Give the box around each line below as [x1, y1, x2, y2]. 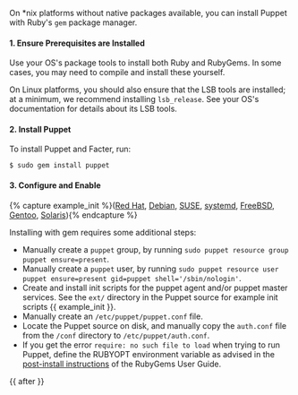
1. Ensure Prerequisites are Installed [9, 38, 146, 48]
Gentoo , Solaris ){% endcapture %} [9, 210, 138, 220]
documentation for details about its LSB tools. [9, 103, 177, 115]
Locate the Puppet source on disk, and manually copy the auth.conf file [21, 320, 287, 331]
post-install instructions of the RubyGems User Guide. [21, 358, 222, 369]
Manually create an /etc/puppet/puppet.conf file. [21, 311, 203, 322]
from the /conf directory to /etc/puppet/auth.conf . [21, 330, 210, 340]
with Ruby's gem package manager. [9, 17, 138, 28]
